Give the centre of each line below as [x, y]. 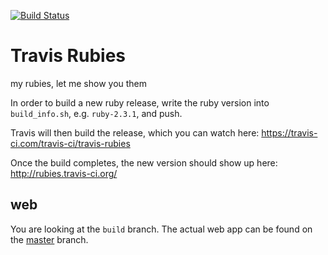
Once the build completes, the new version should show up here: [144, 162]
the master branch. [49, 239]
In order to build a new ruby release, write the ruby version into [140, 102]
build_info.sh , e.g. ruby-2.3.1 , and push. [96, 113]
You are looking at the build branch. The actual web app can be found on [161, 229]
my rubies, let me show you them [79, 83]
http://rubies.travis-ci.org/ [64, 173]
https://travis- [289, 132]
